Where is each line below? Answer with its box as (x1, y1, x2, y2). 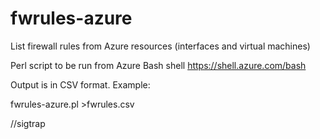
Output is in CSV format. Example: (10, 78, 151, 91)
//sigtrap (10, 117, 46, 129)
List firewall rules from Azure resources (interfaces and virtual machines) (10, 40, 311, 52)
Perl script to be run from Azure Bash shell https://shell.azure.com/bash (10, 59, 307, 71)
